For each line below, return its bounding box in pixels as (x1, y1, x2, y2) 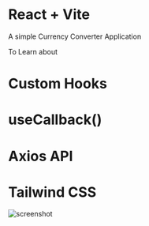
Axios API (8, 147, 73, 165)
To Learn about (8, 47, 58, 56)
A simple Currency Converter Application (8, 32, 142, 41)
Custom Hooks (8, 75, 108, 92)
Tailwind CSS (8, 183, 97, 201)
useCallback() (8, 111, 102, 129)
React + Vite (8, 6, 91, 24)
